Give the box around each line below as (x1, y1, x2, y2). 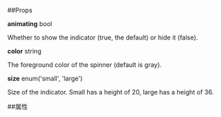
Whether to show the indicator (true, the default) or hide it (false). (7, 33, 198, 42)
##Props (7, 6, 33, 14)
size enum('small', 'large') (7, 74, 83, 82)
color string (7, 47, 42, 55)
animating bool (7, 20, 52, 27)
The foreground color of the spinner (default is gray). (7, 61, 162, 69)
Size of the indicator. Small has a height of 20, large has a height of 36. (7, 88, 214, 96)
